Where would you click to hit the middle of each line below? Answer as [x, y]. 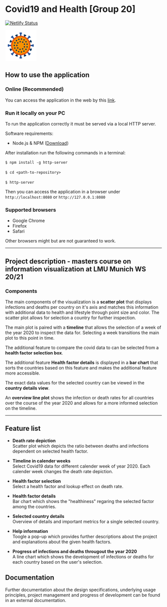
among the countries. [34, 506]
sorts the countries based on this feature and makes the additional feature [81, 367]
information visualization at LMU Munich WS [76, 269]
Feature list [23, 428]
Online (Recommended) [35, 89]
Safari [18, 231]
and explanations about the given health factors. [62, 542]
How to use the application [47, 75]
